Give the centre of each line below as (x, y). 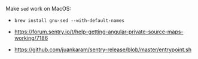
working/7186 (31, 38)
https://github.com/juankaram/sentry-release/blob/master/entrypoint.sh (103, 49)
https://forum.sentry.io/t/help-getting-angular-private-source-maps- (99, 32)
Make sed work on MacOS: (38, 9)
